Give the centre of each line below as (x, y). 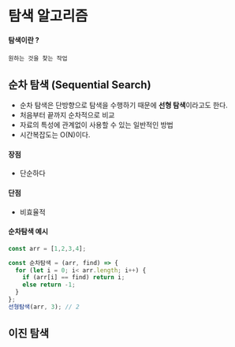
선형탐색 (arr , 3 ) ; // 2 (44, 307)
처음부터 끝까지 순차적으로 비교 (67, 115)
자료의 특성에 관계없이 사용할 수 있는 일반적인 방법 (96, 125)
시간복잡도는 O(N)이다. (55, 135)
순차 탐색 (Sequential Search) (80, 85)
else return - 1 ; (49, 285)
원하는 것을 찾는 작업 (38, 59)
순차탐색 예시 (28, 231)
